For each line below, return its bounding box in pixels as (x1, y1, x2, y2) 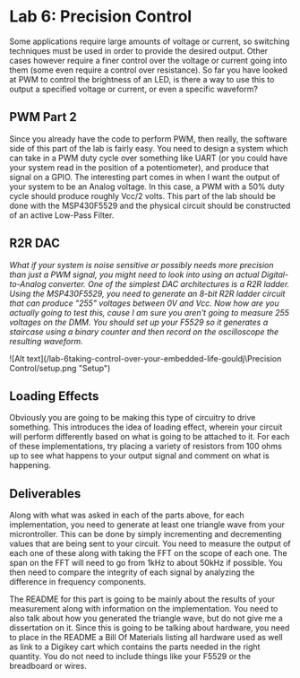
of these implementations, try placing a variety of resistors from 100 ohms (9, 441, 282, 452)
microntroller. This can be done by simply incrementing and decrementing (9, 529, 282, 540)
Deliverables (9, 486, 81, 501)
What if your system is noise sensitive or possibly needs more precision (9, 259, 275, 270)
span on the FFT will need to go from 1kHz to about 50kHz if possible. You (9, 558, 284, 569)
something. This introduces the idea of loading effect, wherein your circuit (9, 422, 283, 432)
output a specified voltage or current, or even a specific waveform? (9, 83, 258, 94)
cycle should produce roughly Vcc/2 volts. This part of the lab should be (9, 190, 276, 201)
